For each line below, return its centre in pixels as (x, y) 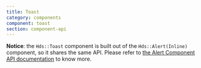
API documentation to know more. (49, 59)
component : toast (28, 23)
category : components (34, 18)
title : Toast (23, 12)
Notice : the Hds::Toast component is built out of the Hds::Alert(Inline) (97, 46)
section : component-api (37, 29)
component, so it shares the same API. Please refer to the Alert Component (100, 53)
